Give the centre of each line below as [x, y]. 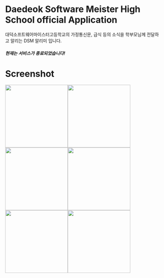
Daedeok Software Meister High [73, 9]
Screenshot [30, 74]
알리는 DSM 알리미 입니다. [36, 41]
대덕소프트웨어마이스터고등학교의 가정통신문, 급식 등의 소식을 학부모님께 [75, 34]
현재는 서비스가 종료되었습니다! [35, 53]
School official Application [61, 20]
